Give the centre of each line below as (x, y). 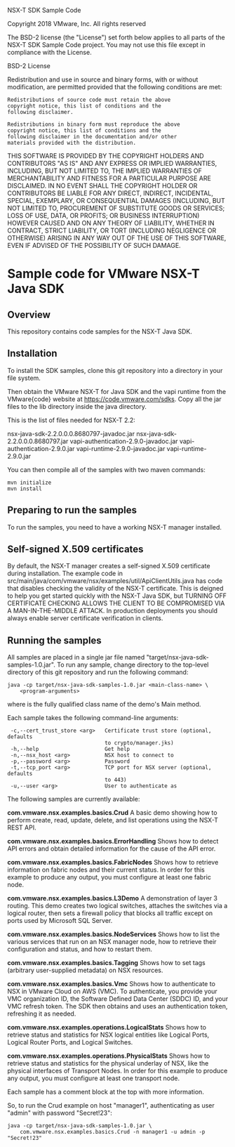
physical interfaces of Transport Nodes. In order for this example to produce (117, 1071)
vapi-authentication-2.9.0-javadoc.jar (124, 441)
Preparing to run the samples (72, 510)
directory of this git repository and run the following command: (98, 672)
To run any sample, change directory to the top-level (133, 665)
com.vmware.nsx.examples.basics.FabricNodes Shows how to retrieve (113, 863)
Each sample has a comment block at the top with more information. (106, 1092)
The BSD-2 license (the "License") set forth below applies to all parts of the (116, 37)
